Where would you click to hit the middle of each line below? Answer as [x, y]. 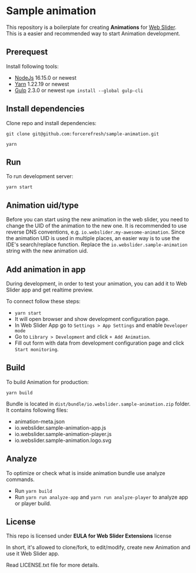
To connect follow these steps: [43, 301]
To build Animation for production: [48, 382]
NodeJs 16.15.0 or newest [45, 77]
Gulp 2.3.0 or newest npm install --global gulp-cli [79, 90]
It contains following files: [37, 410]
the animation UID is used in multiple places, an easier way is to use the [93, 238]
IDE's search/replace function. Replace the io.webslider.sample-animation [97, 245]
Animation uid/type [42, 205]
